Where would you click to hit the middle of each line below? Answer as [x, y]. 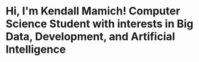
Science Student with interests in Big [99, 24]
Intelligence [36, 50]
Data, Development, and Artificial [90, 37]
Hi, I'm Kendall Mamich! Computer [93, 11]
